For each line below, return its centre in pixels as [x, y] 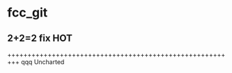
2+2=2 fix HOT [40, 38]
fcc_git [28, 13]
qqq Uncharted [42, 62]
